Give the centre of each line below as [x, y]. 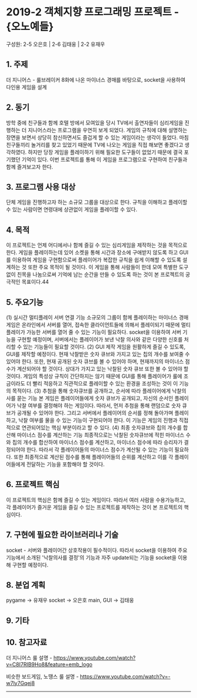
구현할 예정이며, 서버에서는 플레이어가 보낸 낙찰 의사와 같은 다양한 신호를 [100, 339]
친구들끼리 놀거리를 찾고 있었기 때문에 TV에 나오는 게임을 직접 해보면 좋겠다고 [95, 145]
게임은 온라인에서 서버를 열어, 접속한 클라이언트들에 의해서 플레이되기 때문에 [93, 325]
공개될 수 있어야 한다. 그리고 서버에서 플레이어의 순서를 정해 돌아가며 [95, 413]
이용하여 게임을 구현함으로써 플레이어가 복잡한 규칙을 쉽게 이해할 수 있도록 [97, 260]
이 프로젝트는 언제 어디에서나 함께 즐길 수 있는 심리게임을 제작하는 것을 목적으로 [97, 245]
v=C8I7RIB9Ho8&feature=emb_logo [49, 664]
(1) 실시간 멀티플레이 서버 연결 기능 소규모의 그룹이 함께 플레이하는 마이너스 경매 [97, 317]
